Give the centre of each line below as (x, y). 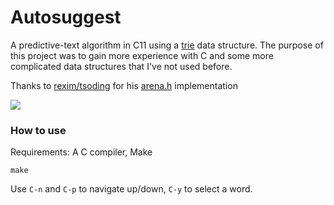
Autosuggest (66, 17)
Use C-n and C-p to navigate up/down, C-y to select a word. (131, 189)
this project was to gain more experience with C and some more (142, 55)
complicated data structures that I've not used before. (121, 66)
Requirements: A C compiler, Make (81, 152)
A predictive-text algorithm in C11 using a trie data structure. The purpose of (167, 45)
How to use (38, 130)
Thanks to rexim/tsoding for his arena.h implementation (124, 85)
